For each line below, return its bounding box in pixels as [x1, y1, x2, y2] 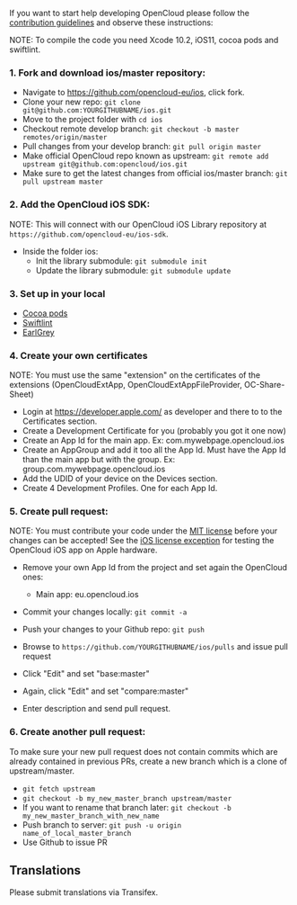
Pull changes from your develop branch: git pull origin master [22, 141, 262, 152]
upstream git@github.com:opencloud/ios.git [22, 160, 188, 169]
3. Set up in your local [9, 287, 106, 300]
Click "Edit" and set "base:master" [22, 668, 150, 679]
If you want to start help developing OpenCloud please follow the [9, 8, 249, 18]
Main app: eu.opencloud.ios [35, 589, 139, 600]
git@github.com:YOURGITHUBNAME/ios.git [22, 106, 172, 115]
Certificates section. [22, 416, 98, 426]
